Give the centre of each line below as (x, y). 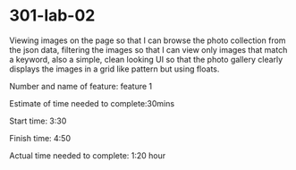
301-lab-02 (52, 16)
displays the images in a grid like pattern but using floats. (114, 69)
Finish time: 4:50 (40, 138)
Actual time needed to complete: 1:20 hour (88, 155)
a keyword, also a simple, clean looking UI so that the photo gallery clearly (146, 59)
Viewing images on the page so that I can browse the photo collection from (148, 40)
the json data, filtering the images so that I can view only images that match (148, 49)
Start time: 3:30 (38, 121)
